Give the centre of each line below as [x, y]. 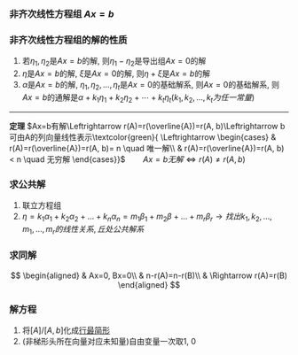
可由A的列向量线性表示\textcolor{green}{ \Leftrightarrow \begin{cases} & [143, 137]
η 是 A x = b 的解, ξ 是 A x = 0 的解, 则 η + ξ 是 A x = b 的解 [116, 73]
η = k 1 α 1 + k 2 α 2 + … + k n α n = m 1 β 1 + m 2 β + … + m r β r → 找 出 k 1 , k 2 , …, [147, 217]
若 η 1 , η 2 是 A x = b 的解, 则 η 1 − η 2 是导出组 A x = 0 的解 [114, 62]
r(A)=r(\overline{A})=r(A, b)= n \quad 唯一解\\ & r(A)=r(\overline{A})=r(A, [142, 148]
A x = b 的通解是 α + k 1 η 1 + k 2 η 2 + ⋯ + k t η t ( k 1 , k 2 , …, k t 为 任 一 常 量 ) [138, 98]
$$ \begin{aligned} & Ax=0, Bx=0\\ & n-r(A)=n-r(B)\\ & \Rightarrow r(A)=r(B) [149, 275]
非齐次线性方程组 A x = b [62, 13]
